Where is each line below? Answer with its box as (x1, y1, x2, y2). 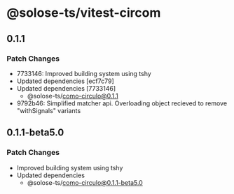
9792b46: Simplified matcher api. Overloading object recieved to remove (16, 99, 228, 107)
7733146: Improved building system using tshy (16, 69, 151, 77)
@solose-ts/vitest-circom (6, 5, 161, 21)
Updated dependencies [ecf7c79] (16, 77, 115, 85)
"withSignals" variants (16, 106, 81, 114)
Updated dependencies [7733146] (16, 84, 116, 92)
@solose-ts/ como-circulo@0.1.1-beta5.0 (27, 178, 143, 186)
